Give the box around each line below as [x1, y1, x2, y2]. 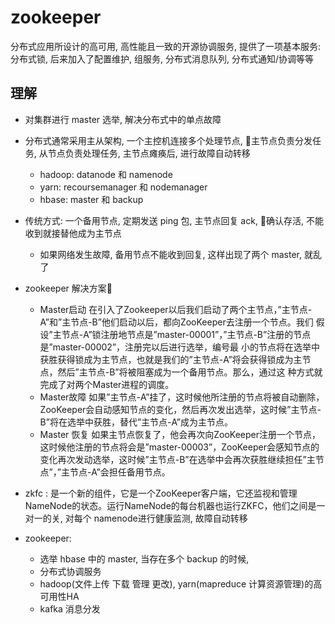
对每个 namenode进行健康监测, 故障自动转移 [64, 512, 248, 524]
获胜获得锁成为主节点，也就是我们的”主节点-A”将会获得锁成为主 [39, 353, 303, 365]
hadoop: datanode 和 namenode [39, 168, 173, 180]
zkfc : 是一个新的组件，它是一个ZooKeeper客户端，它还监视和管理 [24, 487, 298, 499]
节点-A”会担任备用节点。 [69, 466, 171, 478]
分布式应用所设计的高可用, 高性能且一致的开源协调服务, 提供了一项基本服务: [10, 40, 321, 52]
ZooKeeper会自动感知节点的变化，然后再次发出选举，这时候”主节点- [39, 403, 322, 415]
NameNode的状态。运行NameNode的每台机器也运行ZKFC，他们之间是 [24, 499, 317, 511]
